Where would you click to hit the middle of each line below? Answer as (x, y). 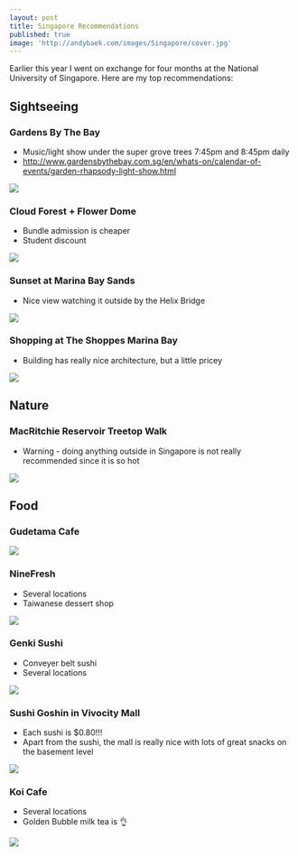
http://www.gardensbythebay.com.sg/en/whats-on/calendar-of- (142, 161)
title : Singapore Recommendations (74, 26)
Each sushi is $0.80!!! (62, 732)
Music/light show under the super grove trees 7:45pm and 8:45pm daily (156, 152)
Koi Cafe (28, 792)
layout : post (34, 18)
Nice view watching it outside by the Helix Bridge (114, 300)
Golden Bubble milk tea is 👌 (75, 822)
